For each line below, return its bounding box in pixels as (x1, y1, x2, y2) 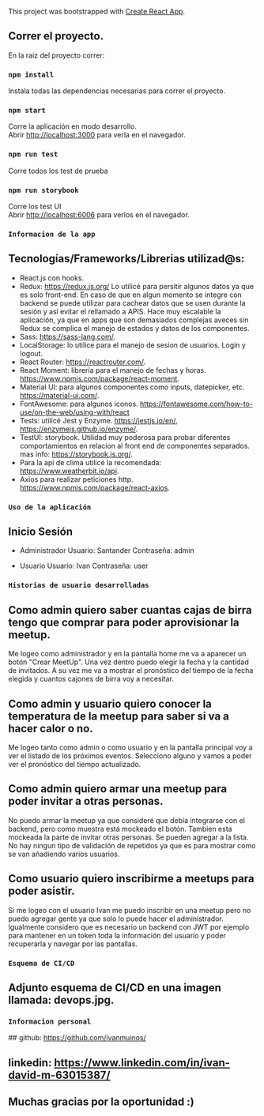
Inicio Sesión (8, 525, 74, 539)
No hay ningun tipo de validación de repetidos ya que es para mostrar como (8, 840, 256, 850)
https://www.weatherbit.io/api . (19, 466, 119, 475)
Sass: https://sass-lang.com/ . (19, 332, 116, 341)
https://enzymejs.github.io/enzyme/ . (19, 424, 138, 434)
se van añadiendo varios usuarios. (8, 849, 120, 859)
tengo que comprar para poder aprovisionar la (8, 615, 239, 629)
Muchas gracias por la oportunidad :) (8, 1095, 195, 1109)
